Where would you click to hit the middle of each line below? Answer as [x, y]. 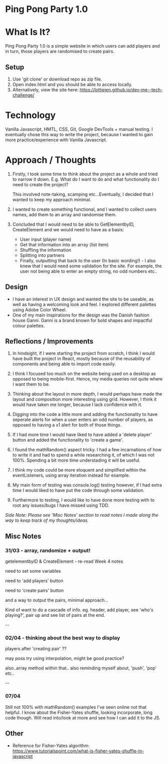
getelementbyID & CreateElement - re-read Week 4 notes [64, 561]
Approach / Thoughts [51, 160]
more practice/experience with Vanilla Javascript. [56, 140]
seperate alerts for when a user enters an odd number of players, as [83, 420]
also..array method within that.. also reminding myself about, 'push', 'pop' [81, 668]
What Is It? [28, 32]
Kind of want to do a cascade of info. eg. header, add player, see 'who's [79, 610]
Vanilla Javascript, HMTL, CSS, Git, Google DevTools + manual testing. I [79, 129]
